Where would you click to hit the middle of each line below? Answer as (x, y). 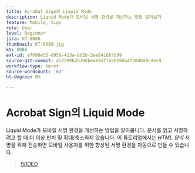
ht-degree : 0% (23, 77)
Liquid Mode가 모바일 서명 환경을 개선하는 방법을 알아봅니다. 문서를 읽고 (89, 130)
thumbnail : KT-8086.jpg (35, 45)
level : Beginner (26, 33)
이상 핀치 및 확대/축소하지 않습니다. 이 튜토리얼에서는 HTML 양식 (110, 138)
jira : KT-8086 (23, 39)
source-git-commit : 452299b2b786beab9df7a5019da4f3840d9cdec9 (84, 60)
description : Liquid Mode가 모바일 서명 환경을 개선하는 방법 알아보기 (84, 17)
